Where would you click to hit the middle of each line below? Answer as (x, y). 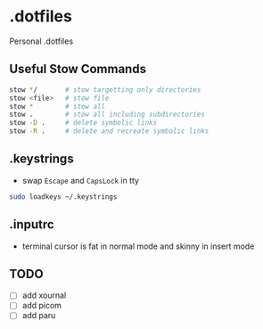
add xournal (44, 295)
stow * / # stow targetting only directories (105, 90)
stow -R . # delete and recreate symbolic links (109, 131)
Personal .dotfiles (41, 41)
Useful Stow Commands (78, 69)
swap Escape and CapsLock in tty (81, 180)
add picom (42, 306)
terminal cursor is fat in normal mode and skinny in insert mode (138, 246)
